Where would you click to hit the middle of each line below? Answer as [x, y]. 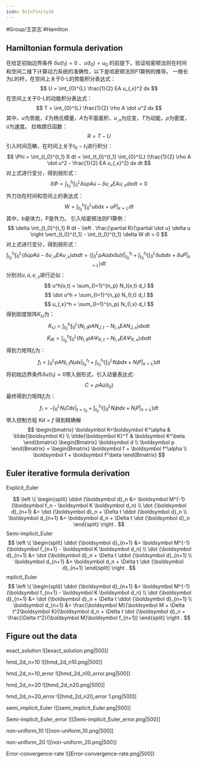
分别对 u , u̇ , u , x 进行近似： [36, 275]
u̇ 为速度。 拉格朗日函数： [37, 126]
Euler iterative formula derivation [68, 473]
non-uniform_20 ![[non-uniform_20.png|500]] [62, 742]
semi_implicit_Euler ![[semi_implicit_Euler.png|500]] [69, 707]
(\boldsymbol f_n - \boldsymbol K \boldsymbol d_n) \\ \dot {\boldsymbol [99, 505]
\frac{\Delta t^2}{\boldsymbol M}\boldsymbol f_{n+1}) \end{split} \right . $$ [99, 618]
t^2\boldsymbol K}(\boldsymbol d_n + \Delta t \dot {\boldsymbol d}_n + [99, 611]
